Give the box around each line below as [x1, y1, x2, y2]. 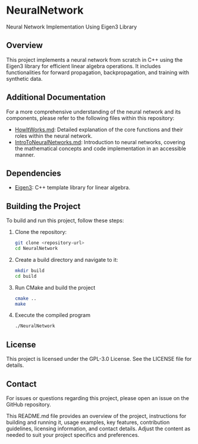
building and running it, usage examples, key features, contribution [6, 418, 170, 426]
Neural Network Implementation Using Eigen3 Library [6, 23, 137, 30]
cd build [14, 273, 37, 279]
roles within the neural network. [14, 132, 93, 139]
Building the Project [6, 201, 81, 211]
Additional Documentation [6, 93, 106, 103]
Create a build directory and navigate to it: [14, 256, 118, 263]
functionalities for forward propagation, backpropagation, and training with [6, 69, 189, 76]
